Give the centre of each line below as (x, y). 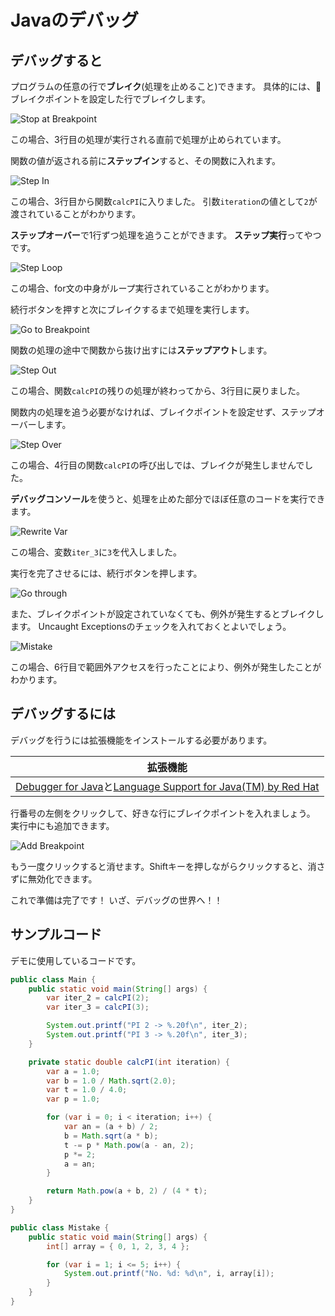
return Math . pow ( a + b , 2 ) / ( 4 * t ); (127, 1191)
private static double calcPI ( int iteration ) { (129, 1062)
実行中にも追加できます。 (62, 825)
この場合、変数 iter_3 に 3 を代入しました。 (96, 552)
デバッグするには (63, 714)
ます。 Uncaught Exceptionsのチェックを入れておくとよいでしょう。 (151, 626)
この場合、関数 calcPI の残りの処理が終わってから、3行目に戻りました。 (157, 390)
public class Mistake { (60, 1227)
